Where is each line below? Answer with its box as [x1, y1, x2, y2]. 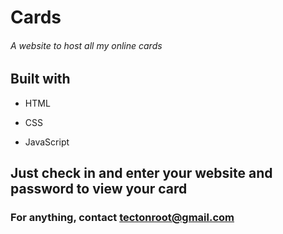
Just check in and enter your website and [10, 165, 273, 182]
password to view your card [10, 181, 188, 198]
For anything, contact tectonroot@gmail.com [10, 211, 235, 225]
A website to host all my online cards [10, 39, 163, 51]
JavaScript [24, 136, 70, 148]
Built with [10, 71, 71, 88]
